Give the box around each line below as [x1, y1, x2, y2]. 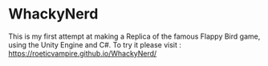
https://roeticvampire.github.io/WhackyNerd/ [8, 48, 157, 58]
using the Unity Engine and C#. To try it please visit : [8, 39, 182, 49]
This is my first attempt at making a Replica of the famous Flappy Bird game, [8, 31, 261, 41]
